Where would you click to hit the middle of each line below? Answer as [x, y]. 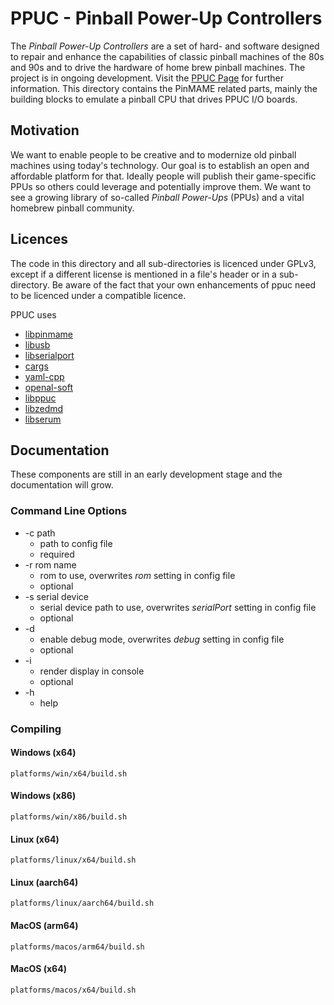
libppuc [40, 398]
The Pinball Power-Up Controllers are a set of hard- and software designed [165, 46]
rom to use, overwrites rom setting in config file [137, 575]
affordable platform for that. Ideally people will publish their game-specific [163, 176]
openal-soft [48, 387]
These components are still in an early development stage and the [146, 474]
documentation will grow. [62, 485]
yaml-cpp [44, 376]
